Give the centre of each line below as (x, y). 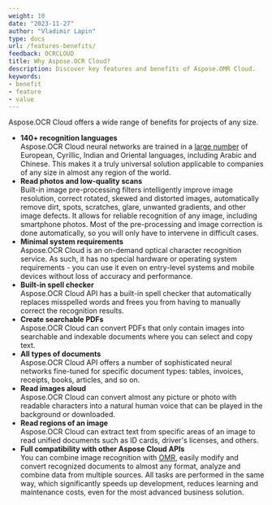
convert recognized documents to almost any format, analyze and (130, 466)
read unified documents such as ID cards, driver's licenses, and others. (140, 441)
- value (22, 99)
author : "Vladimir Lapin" (52, 31)
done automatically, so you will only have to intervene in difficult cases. (139, 233)
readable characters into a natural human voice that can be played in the (141, 406)
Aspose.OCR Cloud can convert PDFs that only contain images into (132, 328)
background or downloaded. (67, 415)
